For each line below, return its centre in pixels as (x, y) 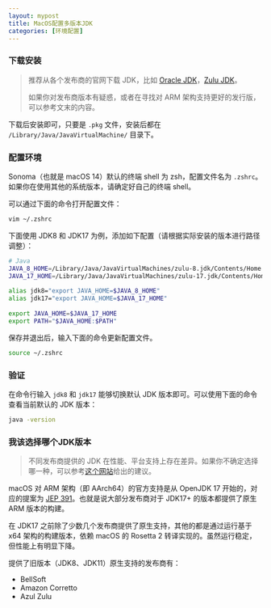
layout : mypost (34, 16)
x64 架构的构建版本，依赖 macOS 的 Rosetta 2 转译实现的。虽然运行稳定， (132, 536)
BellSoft (33, 580)
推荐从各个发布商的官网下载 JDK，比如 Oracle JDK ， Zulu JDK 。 (135, 80)
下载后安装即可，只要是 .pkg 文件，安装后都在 (85, 124)
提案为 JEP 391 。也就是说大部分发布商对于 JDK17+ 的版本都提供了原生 (140, 499)
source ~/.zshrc (35, 353)
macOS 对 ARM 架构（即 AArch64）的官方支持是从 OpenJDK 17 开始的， (130, 488)
